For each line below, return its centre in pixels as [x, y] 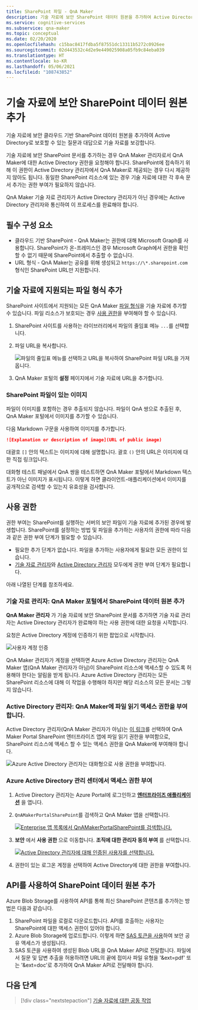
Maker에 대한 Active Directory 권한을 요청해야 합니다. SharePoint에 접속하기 [95, 162]
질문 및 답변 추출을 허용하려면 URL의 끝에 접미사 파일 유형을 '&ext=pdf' [103, 957]
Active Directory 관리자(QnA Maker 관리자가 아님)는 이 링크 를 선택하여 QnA [94, 729]
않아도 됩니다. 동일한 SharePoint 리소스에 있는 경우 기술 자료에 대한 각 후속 [98, 177]
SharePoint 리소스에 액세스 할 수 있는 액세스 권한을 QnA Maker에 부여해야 [92, 744]
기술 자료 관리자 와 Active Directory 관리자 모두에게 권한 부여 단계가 [92, 564]
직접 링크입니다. [30, 459]
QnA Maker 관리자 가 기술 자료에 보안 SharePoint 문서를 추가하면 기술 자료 [93, 615]
